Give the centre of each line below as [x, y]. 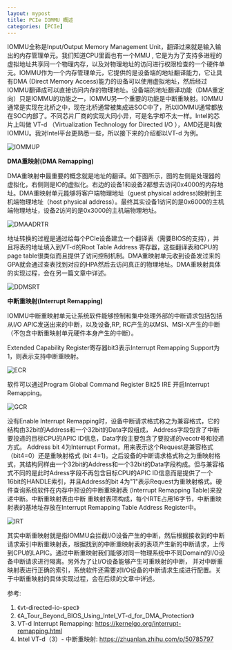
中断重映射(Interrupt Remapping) [55, 301]
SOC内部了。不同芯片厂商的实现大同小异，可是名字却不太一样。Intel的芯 [116, 116]
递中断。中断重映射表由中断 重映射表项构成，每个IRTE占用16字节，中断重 [112, 499]
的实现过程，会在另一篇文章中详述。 [59, 273]
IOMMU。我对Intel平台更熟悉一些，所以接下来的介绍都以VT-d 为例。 [105, 133]
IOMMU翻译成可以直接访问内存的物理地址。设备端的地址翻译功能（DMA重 [113, 90]
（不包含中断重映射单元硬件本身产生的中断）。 [72, 333]
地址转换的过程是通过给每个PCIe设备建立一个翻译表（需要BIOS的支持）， [110, 238]
